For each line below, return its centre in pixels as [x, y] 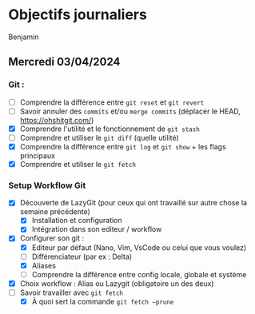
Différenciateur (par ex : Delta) [82, 256]
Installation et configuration [77, 221]
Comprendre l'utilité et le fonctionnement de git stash [110, 129]
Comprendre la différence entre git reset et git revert [112, 102]
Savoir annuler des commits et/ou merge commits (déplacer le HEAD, [130, 111]
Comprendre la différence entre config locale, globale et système [139, 274]
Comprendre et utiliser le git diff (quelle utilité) [100, 137]
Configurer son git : [52, 238]
